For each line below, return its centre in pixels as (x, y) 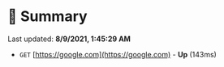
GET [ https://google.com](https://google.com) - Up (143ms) (118, 54)
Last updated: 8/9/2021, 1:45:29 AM (69, 39)
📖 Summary (47, 17)
